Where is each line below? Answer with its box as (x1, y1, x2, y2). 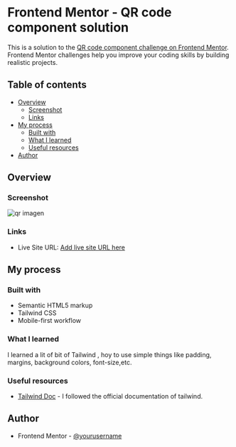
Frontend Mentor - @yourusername (17, 431, 122, 440)
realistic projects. (7, 58, 58, 66)
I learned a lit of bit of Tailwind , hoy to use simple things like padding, (7, 350, 212, 359)
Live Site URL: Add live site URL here (17, 243, 126, 252)
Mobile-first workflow (17, 317, 82, 325)
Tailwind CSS (17, 309, 57, 317)
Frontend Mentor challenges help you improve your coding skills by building (7, 51, 230, 59)
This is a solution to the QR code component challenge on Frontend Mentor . (7, 43, 229, 51)
